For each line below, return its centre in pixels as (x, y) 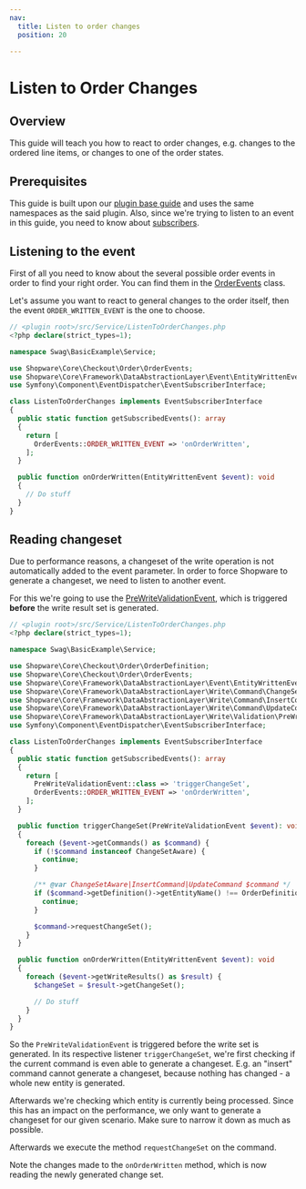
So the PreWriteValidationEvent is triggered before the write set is (134, 1044)
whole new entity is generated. (67, 1083)
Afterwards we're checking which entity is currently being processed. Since (152, 1101)
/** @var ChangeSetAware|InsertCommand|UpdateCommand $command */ (162, 885)
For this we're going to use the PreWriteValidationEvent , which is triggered (148, 598)
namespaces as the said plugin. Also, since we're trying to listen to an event (152, 213)
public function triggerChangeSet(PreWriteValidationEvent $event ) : (150, 826)
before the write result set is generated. (84, 608)
